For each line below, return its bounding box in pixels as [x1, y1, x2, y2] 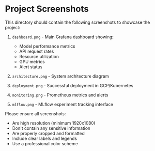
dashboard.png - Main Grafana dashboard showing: [12, 34, 114, 40]
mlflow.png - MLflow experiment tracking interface [12, 101, 113, 107]
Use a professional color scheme [12, 140, 78, 146]
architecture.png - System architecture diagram [12, 73, 109, 79]
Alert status [19, 64, 43, 70]
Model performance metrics [19, 43, 76, 49]
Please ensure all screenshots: [5, 110, 66, 117]
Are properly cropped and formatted [12, 130, 85, 136]
